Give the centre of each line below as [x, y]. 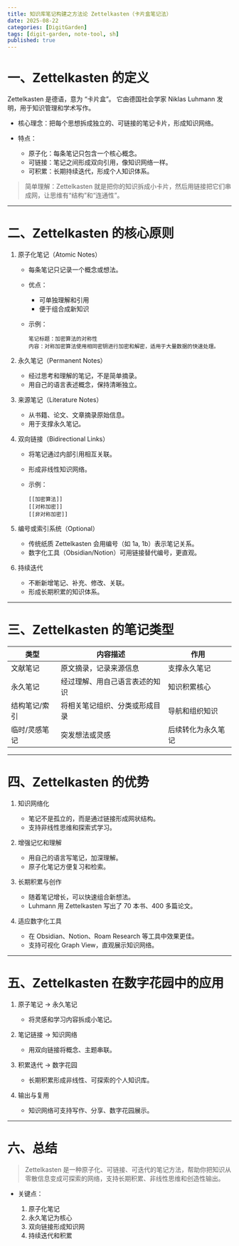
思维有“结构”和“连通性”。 [86, 195]
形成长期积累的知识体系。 [66, 592]
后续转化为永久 [193, 729]
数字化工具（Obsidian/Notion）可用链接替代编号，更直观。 [115, 552]
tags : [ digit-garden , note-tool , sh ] [63, 34]
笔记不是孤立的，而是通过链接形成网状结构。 [94, 818]
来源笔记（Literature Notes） [60, 400]
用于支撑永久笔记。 [57, 424]
